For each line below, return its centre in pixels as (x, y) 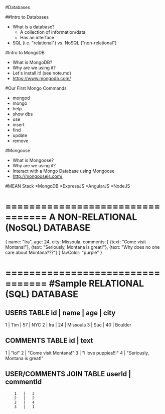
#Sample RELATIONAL (97, 284)
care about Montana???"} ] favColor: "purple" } (54, 252)
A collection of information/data (53, 32)
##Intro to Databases (27, 17)
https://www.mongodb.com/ (42, 78)
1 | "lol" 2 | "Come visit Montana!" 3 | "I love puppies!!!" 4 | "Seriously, (77, 353)
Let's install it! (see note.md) (42, 73)
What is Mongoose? (33, 160)
